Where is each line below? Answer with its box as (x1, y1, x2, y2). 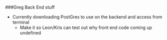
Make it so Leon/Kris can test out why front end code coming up (19, 24, 152, 30)
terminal (12, 19, 30, 25)
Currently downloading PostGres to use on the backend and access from (12, 14, 163, 19)
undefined (19, 30, 41, 35)
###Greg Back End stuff (5, 4, 55, 10)
